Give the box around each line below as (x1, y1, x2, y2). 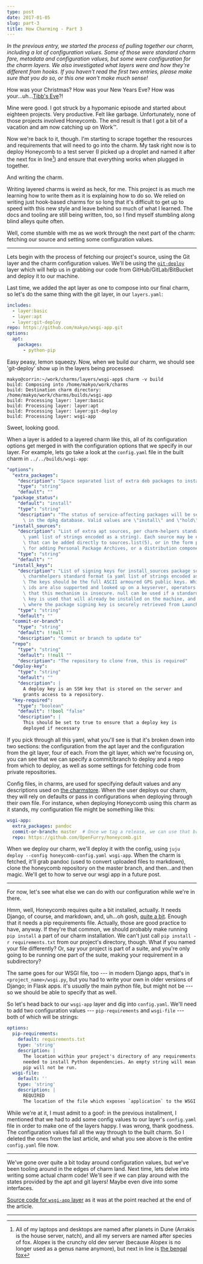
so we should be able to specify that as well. (7, 989, 117, 996)
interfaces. (7, 1184, 34, 1191)
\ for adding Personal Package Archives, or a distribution (22, 546, 177, 552)
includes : (7, 302, 32, 308)
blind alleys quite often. (7, 217, 65, 224)
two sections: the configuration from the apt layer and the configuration (7, 742, 184, 750)
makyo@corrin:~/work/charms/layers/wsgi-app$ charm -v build (7, 376, 164, 382)
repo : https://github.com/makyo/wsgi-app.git (7, 325, 123, 331)
